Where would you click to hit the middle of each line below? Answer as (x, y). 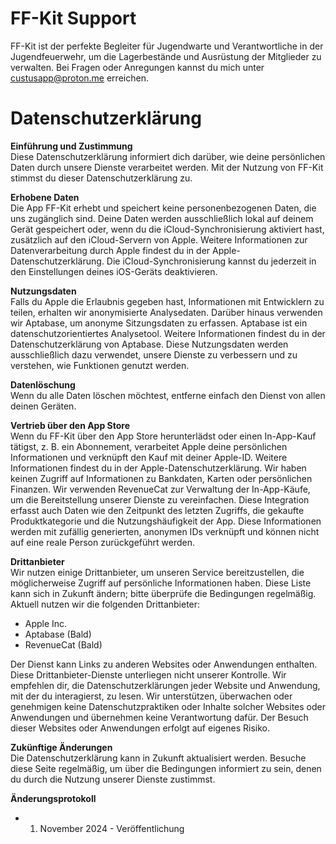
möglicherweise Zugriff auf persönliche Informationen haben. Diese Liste (161, 583)
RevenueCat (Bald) (63, 644)
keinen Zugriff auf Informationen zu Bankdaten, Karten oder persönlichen (161, 478)
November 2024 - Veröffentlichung (112, 828)
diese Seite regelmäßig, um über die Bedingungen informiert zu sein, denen (166, 768)
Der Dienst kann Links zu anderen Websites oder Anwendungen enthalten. (164, 664)
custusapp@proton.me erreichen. (79, 78)
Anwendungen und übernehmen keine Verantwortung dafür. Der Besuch (159, 717)
